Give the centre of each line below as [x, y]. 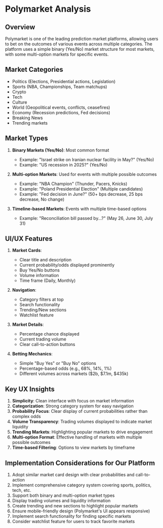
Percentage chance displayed [49, 334]
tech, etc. [22, 490]
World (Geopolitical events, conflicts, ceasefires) [61, 107]
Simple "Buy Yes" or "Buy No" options [58, 363]
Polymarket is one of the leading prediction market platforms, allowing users [82, 39]
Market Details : [28, 325]
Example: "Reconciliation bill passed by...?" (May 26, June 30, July [86, 218]
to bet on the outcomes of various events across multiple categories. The [79, 44]
